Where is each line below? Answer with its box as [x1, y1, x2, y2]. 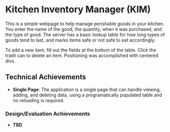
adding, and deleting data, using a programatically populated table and [12, 91, 162, 98]
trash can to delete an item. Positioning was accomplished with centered [5, 52, 159, 59]
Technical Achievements [5, 73, 86, 82]
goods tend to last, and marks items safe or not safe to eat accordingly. [5, 37, 156, 43]
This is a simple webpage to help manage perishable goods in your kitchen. [5, 21, 165, 27]
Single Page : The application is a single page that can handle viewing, [12, 86, 161, 92]
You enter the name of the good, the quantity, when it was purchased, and [5, 26, 162, 32]
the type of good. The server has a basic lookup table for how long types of [5, 31, 165, 37]
